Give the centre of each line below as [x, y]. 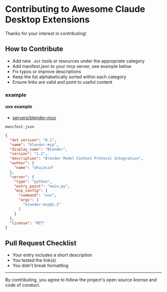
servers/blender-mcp [34, 117]
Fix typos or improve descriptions [47, 71]
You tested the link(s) [34, 260]
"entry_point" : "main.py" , [42, 186]
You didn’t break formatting [40, 266]
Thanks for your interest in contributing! [46, 33]
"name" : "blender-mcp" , [34, 145]
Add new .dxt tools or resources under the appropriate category [79, 61]
